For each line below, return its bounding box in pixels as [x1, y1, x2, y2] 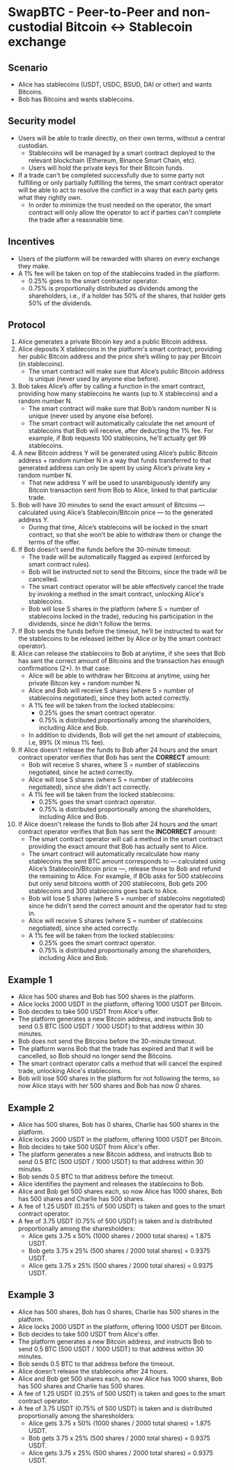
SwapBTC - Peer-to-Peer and [8, 4, 180, 20]
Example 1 [8, 974, 53, 986]
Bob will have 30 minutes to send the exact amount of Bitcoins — [17, 501, 205, 509]
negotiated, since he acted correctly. [28, 768, 134, 776]
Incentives [8, 235, 55, 248]
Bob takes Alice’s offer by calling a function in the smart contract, [17, 382, 205, 391]
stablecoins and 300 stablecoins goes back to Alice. [28, 887, 179, 895]
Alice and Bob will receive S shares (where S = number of [28, 686, 194, 695]
